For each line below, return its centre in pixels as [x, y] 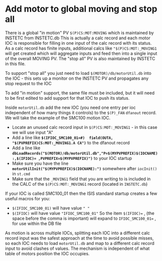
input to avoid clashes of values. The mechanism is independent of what [77, 248]
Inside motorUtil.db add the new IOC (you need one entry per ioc [70, 107]
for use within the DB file [37, 223]
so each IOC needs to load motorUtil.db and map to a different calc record [80, 243]
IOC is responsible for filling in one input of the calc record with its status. [78, 43]
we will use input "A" [32, 132]
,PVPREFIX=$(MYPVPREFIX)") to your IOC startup [85, 158]
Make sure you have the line [40, 163]
